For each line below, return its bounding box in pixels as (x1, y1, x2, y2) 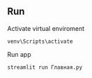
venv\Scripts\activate (7, 38, 73, 45)
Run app (7, 50, 31, 58)
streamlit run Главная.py (7, 63, 82, 71)
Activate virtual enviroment (7, 24, 85, 32)
